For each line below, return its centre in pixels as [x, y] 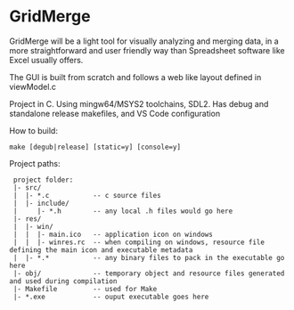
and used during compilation [63, 281]
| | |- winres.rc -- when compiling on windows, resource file [139, 242]
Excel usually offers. [46, 60]
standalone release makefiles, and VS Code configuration [115, 113]
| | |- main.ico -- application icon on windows [113, 234]
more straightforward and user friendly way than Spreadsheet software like [147, 50]
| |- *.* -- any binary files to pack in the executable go [149, 257]
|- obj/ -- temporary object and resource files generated [149, 273]
